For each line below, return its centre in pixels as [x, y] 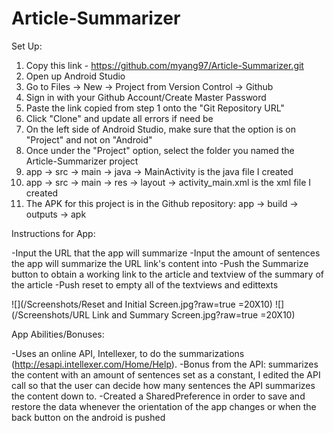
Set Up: [27, 46]
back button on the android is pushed [88, 417]
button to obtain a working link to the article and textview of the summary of [167, 274]
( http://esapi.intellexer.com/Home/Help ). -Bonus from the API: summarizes [165, 364]
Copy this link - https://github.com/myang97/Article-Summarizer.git [164, 65]
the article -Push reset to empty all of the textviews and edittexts [145, 284]
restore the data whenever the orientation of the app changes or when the [164, 406]
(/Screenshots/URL [51, 314]
